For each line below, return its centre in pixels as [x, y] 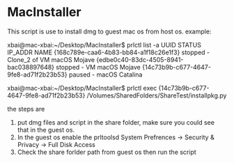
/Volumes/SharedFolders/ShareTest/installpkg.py [157, 95]
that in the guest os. [46, 130]
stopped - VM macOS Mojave [98, 67]
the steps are [26, 109]
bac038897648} [31, 67]
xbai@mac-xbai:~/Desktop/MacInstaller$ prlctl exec [82, 88]
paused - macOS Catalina [106, 75]
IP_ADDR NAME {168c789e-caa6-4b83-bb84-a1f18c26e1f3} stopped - [109, 52]
